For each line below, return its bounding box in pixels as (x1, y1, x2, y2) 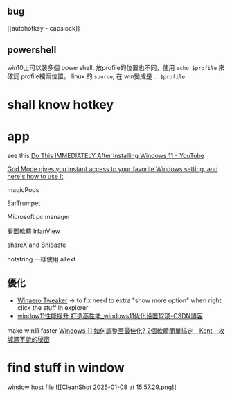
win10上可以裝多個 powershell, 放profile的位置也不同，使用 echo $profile (7, 63, 217, 71)
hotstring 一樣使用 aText (7, 254, 76, 263)
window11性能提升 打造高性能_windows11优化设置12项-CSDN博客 (17, 311, 203, 320)
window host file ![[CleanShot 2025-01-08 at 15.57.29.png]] (7, 383, 177, 391)
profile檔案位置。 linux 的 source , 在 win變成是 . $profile (20, 72, 186, 80)
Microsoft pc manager (7, 212, 71, 220)
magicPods (7, 185, 39, 193)
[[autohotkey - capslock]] (7, 24, 80, 32)
